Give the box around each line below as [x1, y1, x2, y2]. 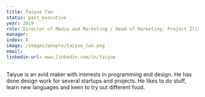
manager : [6, 32, 29, 38]
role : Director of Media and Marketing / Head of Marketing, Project [6, 25, 187, 32]
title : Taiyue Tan [6, 8, 53, 15]
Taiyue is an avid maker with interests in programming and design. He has [6, 70, 192, 78]
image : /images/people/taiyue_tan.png [6, 43, 105, 49]
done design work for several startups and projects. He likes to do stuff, [6, 77, 187, 84]
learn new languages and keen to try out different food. [6, 83, 145, 91]
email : [6, 48, 23, 55]
